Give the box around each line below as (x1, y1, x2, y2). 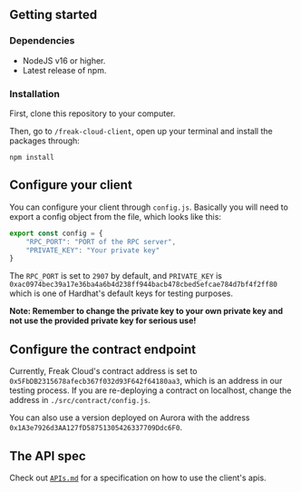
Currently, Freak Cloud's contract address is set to (9, 366, 198, 377)
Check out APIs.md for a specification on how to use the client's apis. (9, 472, 267, 483)
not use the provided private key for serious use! (9, 315, 197, 326)
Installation (9, 87, 61, 100)
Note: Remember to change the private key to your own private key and (9, 306, 284, 317)
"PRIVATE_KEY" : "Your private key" (25, 245, 160, 255)
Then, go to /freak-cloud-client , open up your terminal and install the (9, 125, 274, 136)
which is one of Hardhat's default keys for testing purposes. (9, 288, 234, 299)
